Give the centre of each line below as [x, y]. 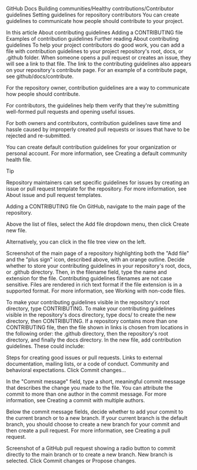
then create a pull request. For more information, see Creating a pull [88, 430]
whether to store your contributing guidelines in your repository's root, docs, [99, 266]
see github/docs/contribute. [40, 76]
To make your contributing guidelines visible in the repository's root [88, 302]
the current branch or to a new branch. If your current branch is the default [97, 418]
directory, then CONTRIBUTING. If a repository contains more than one [92, 321]
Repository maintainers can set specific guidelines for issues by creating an [98, 183]
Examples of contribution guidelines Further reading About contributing [93, 39]
